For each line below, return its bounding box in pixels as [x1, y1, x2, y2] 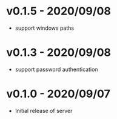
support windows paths [15, 24, 75, 32]
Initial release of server [15, 107, 73, 114]
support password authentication [15, 66, 98, 73]
